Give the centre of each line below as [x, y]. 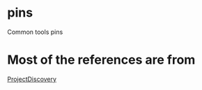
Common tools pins [35, 32]
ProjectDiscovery [32, 79]
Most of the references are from [101, 60]
